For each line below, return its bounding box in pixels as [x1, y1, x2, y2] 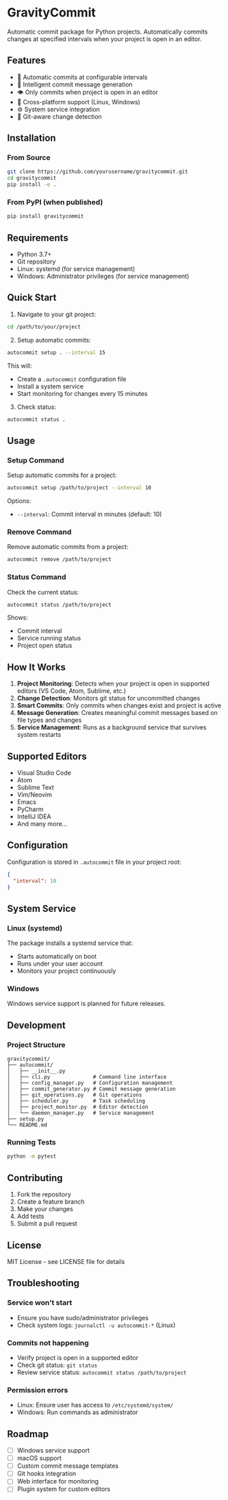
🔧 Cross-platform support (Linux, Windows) [16, 97, 140, 106]
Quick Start [7, 292, 57, 303]
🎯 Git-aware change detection [16, 112, 102, 121]
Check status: [16, 403, 57, 411]
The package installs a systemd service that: [7, 939, 134, 948]
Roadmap [7, 1428, 49, 1440]
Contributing [7, 1172, 63, 1184]
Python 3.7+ [16, 250, 52, 259]
